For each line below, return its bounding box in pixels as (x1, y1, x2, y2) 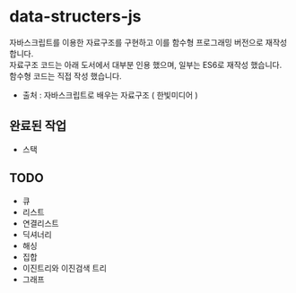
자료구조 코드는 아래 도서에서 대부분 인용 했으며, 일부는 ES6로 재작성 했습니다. (9, 59, 283, 70)
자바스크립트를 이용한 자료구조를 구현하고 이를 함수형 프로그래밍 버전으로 (9, 37, 264, 47)
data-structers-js (9, 6, 142, 27)
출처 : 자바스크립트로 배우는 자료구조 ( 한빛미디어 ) (22, 90, 199, 100)
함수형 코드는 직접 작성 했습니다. (9, 70, 123, 82)
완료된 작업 (9, 118, 67, 134)
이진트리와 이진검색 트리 (22, 263, 108, 273)
